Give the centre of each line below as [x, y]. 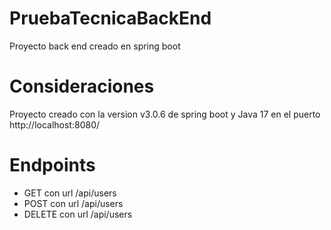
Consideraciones [82, 86]
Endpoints [52, 165]
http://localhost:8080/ [55, 124]
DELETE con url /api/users [78, 214]
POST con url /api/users [73, 203]
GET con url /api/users [70, 193]
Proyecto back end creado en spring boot [95, 46]
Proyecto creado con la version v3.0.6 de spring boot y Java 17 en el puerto [165, 114]
